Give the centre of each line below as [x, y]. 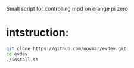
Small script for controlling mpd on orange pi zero [67, 9]
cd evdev [17, 54]
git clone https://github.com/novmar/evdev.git [66, 48]
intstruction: [38, 33]
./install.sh [22, 60]
